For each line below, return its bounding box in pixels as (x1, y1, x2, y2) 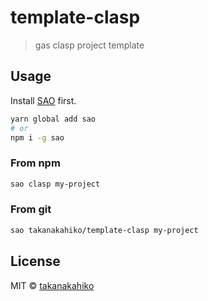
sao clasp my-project (10, 179, 101, 189)
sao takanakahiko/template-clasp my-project (10, 225, 199, 235)
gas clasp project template (34, 39, 145, 51)
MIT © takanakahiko (10, 279, 95, 291)
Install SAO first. (10, 94, 77, 106)
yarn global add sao (10, 114, 97, 124)
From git (10, 202, 52, 216)
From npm (10, 156, 61, 170)
